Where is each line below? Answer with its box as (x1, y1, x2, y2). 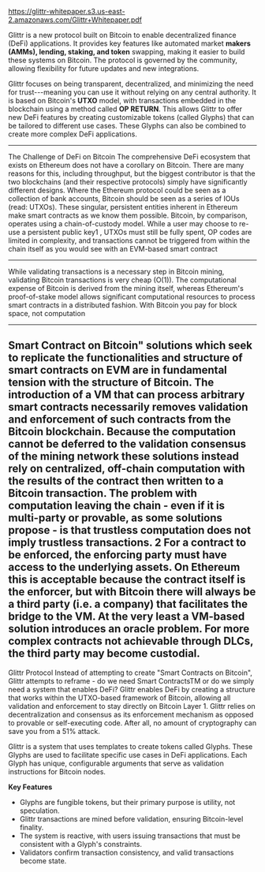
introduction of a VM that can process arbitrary (8, 388, 245, 401)
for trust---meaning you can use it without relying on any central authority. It (8, 88, 256, 97)
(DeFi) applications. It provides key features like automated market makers (8, 39, 251, 48)
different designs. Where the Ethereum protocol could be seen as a (8, 185, 226, 195)
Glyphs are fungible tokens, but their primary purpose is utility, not (19, 797, 236, 807)
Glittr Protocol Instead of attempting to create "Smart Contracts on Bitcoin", (8, 668, 252, 677)
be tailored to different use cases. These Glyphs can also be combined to (8, 121, 247, 130)
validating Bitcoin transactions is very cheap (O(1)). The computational (8, 275, 237, 285)
